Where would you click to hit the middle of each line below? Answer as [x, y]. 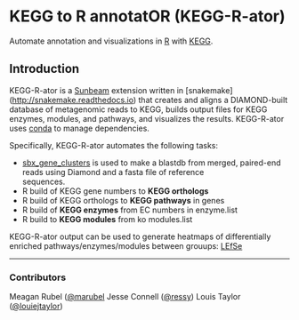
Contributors [38, 277]
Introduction [44, 69]
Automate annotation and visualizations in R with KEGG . [111, 41]
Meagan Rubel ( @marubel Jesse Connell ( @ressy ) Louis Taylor [125, 297]
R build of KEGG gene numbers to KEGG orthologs [115, 191]
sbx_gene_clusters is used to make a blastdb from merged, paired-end [152, 163]
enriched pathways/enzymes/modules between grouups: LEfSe [126, 245]
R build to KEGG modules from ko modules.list [107, 219]
